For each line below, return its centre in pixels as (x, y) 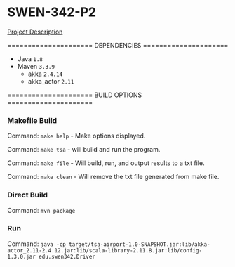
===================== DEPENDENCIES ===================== (118, 45)
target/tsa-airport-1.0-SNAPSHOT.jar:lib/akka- (140, 244)
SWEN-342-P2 (52, 12)
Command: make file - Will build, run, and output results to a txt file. (106, 163)
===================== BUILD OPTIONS (75, 95)
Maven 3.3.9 (36, 66)
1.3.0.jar (22, 256)
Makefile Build (32, 120)
